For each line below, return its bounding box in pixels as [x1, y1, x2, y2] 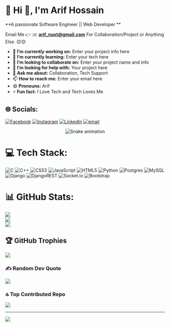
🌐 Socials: [5, 105, 38, 114]
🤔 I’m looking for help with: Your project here [12, 64, 108, 70]
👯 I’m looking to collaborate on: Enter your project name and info [12, 59, 149, 65]
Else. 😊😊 [5, 38, 26, 44]
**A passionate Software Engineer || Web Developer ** [5, 21, 121, 27]
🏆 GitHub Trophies [5, 237, 67, 245]
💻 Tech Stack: [5, 147, 68, 158]
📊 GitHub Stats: [5, 191, 74, 203]
